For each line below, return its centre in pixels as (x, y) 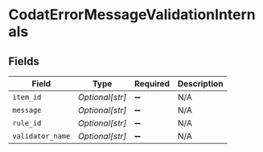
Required (152, 84)
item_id (27, 97)
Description (200, 84)
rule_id (27, 123)
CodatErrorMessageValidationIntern (132, 15)
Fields (24, 61)
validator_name (41, 136)
